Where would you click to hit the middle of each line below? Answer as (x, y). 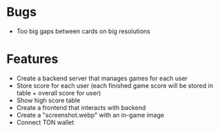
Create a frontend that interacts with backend (81, 107)
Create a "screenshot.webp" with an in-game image (90, 115)
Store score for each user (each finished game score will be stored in (114, 85)
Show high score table (48, 100)
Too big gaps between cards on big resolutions (83, 31)
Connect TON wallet (45, 122)
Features (32, 59)
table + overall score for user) (59, 93)
